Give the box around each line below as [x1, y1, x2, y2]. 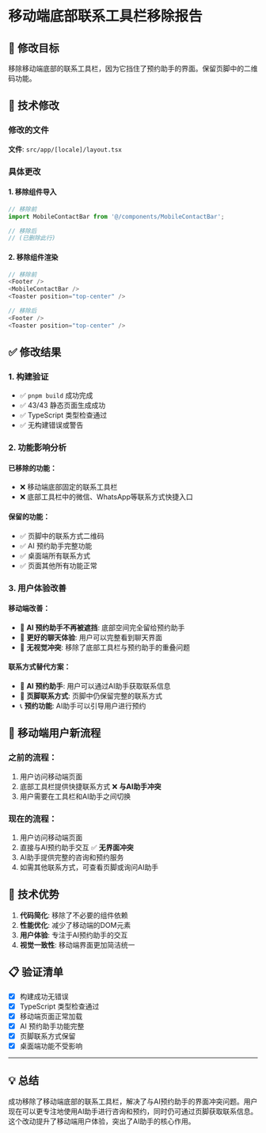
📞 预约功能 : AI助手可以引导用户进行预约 [19, 700, 146, 710]
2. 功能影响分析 [8, 442, 67, 453]
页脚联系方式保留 [19, 1031, 76, 1040]
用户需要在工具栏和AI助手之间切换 [19, 792, 131, 801]
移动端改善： [8, 604, 50, 613]
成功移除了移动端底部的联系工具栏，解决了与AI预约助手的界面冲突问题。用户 [8, 1097, 258, 1106]
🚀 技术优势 [8, 888, 59, 902]
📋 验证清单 [8, 966, 64, 979]
